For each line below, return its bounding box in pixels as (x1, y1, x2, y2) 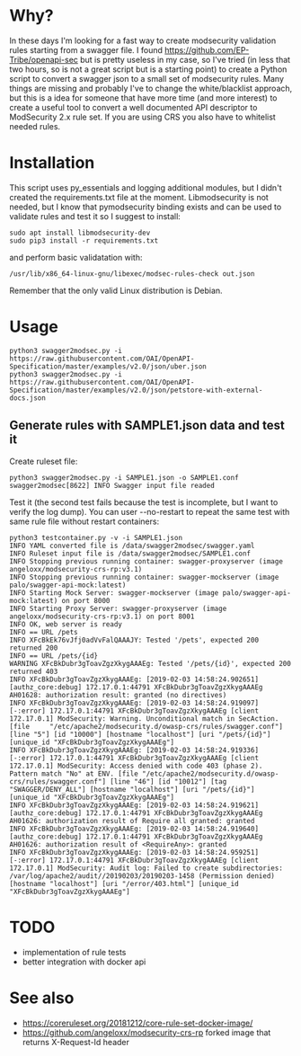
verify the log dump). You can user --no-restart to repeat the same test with (9, 506, 290, 517)
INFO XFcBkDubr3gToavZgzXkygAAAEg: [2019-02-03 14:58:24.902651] (9, 675, 259, 684)
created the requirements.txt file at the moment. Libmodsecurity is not (9, 191, 270, 202)
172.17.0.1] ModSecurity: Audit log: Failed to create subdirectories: (9, 864, 283, 873)
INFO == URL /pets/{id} (9, 651, 99, 661)
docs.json (9, 393, 47, 403)
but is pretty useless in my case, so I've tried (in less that (79, 54, 290, 65)
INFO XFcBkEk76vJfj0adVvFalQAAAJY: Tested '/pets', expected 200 (9, 635, 259, 644)
